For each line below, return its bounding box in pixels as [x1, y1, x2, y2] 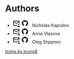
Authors [5, 3, 39, 14]
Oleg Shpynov [32, 39, 61, 45]
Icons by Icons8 [5, 48, 38, 54]
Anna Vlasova [32, 30, 60, 36]
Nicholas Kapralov [32, 22, 70, 28]
